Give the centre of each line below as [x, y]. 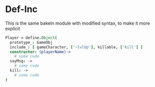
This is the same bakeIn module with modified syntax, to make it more [77, 23]
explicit [13, 28]
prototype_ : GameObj [31, 42]
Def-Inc [21, 9]
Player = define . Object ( [31, 38]
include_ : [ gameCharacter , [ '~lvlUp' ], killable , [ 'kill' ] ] [76, 47]
